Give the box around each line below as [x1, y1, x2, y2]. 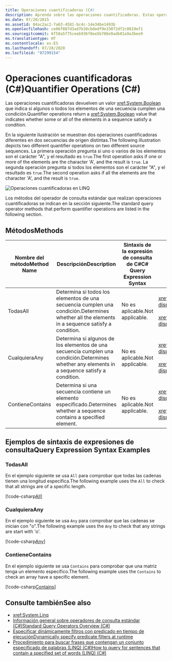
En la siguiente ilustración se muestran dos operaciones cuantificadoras [5, 131, 158, 138]
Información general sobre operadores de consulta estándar [12, 618, 140, 624]
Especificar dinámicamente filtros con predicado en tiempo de [12, 628, 144, 634]
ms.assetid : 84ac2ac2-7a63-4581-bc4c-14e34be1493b [5, 21, 116, 27]
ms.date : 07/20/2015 [5, 17, 50, 22]
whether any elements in [56, 361, 115, 368]
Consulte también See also [5, 598, 91, 607]
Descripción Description [56, 260, 116, 268]
